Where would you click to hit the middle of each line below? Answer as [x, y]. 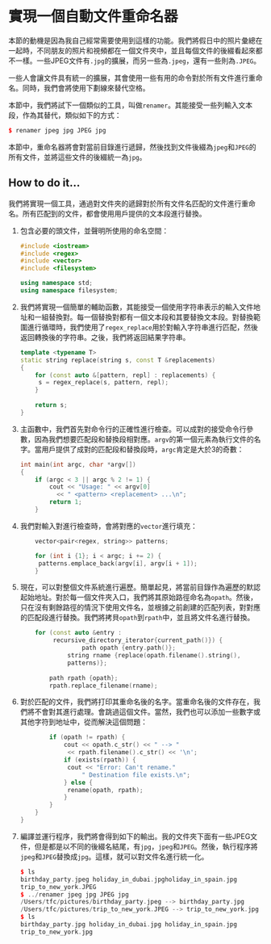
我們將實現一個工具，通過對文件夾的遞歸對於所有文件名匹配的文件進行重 [128, 203]
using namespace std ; [56, 283]
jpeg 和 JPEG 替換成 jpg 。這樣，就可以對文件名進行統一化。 [114, 856]
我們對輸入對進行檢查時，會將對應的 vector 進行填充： [108, 526]
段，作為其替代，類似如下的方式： [65, 115]
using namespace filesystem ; [69, 291]
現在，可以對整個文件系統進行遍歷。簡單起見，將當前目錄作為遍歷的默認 [140, 587]
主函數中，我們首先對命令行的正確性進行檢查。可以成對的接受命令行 [133, 429]
